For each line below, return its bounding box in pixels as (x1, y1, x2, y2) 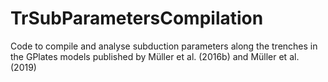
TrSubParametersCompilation (10, 7, 264, 30)
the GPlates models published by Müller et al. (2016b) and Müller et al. (10, 50, 300, 62)
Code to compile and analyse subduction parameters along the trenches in (10, 40, 318, 52)
